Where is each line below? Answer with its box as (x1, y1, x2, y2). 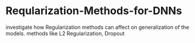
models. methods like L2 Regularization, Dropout (5, 29, 125, 37)
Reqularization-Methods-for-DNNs (5, 4, 183, 18)
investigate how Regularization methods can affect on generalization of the (5, 24, 190, 31)
